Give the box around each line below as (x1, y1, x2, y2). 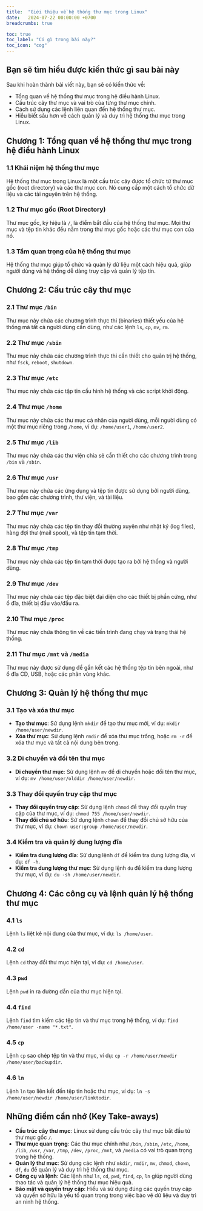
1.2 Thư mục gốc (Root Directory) (6, 205, 106, 214)
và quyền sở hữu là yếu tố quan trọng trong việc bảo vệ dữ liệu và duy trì (15, 1192, 197, 1199)
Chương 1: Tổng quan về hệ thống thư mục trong (6, 136, 192, 146)
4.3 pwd (6, 974, 28, 982)
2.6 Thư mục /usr (6, 473, 59, 482)
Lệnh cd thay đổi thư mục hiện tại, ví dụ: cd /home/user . (6, 959, 144, 966)
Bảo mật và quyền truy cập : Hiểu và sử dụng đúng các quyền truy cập (15, 1186, 192, 1193)
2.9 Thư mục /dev (6, 579, 59, 588)
